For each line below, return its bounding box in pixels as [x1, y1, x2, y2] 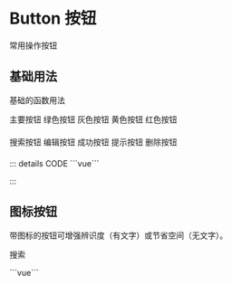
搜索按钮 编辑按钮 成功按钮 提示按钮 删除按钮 [9, 137, 178, 147]
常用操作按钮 [9, 40, 57, 51]
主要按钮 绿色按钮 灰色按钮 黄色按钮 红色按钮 [9, 114, 178, 125]
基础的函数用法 [9, 94, 65, 105]
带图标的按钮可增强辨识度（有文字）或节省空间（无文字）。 [9, 230, 228, 241]
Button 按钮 [9, 8, 97, 29]
